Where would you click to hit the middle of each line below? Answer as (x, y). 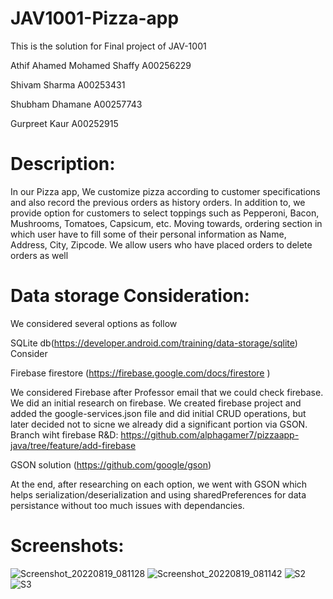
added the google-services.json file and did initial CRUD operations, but (158, 413)
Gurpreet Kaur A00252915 (64, 123)
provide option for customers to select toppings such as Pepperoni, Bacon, (165, 213)
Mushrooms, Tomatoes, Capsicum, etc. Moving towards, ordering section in (166, 223)
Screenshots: (67, 546)
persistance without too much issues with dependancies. (127, 505)
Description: (63, 164)
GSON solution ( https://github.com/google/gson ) (111, 464)
